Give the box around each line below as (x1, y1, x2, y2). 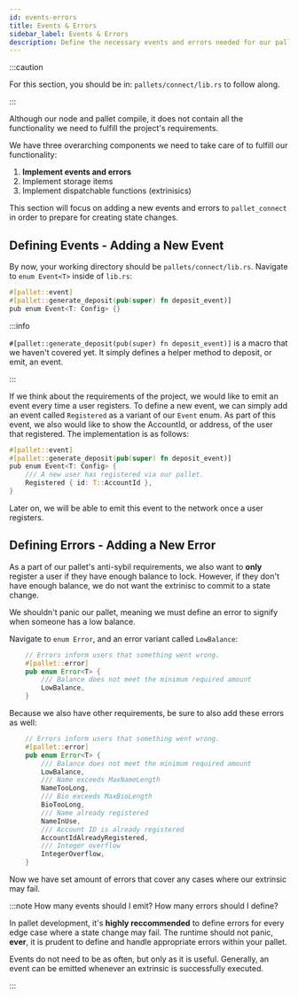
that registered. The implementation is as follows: (9, 428, 190, 439)
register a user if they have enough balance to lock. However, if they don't (9, 571, 280, 581)
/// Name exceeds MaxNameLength (41, 776, 161, 784)
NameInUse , (41, 816, 82, 825)
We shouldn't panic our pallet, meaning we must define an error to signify (9, 606, 278, 617)
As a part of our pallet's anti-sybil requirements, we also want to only (9, 561, 263, 572)
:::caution (9, 62, 44, 73)
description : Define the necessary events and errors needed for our (9, 37, 272, 47)
